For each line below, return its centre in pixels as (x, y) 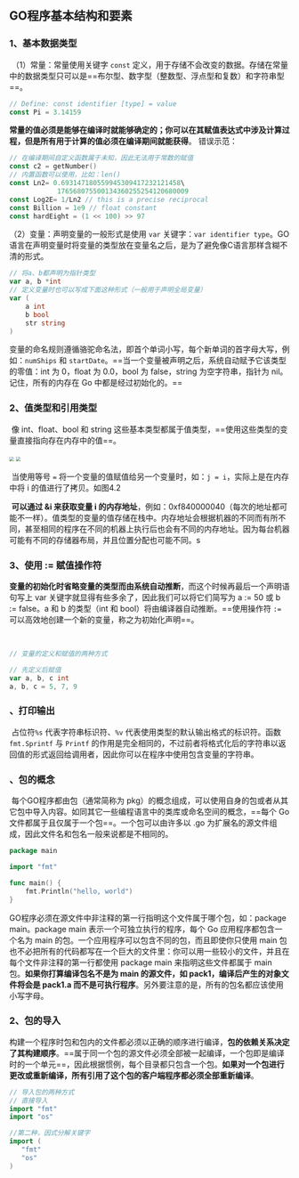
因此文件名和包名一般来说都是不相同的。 (99, 834)
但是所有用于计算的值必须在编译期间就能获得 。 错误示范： (131, 142)
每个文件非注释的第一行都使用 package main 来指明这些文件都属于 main (141, 962)
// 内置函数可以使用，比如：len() (65, 175)
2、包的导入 (35, 1020)
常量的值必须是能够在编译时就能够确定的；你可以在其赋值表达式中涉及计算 (145, 130)
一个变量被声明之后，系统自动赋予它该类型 (209, 361)
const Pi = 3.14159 (45, 112)
